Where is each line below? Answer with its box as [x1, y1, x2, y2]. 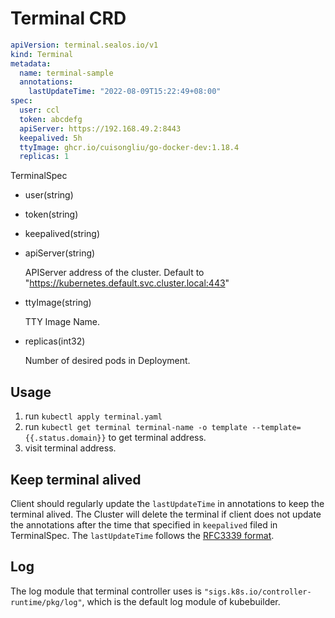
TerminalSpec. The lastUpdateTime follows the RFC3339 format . [10, 529, 275, 541]
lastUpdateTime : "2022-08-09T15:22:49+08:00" [28, 87, 222, 97]
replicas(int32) [24, 335, 86, 347]
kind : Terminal [10, 49, 74, 59]
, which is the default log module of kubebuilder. [81, 595, 281, 607]
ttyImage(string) [24, 297, 92, 309]
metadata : [10, 58, 52, 69]
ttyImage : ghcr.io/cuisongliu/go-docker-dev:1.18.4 [19, 142, 240, 152]
